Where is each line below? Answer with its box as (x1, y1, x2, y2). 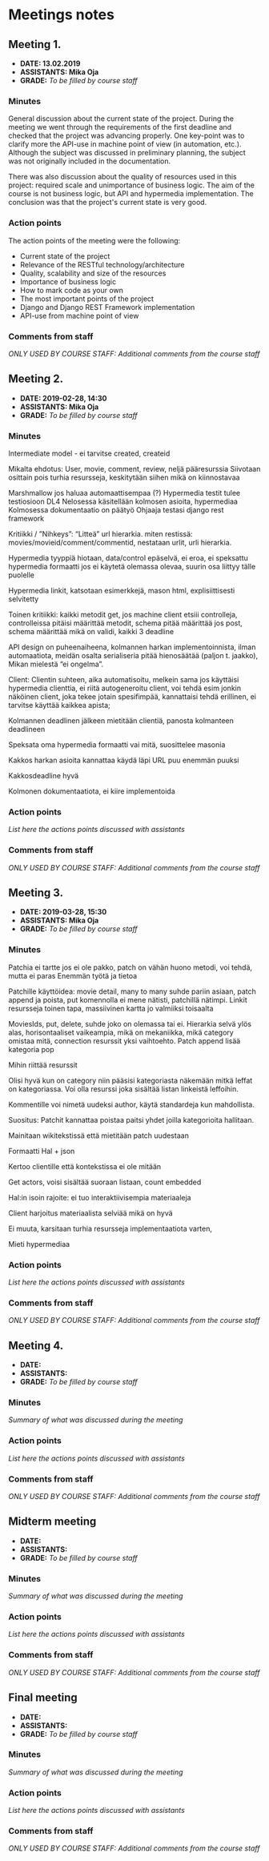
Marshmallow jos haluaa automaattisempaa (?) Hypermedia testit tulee (8, 488, 241, 497)
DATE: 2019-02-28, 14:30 (19, 393, 107, 403)
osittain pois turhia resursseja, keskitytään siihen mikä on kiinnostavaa (8, 472, 240, 482)
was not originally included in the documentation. (8, 156, 171, 166)
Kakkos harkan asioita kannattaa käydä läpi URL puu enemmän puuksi (8, 755, 239, 765)
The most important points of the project (19, 294, 155, 303)
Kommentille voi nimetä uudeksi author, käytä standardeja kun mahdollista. (8, 1099, 255, 1109)
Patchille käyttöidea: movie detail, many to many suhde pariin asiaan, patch (8, 987, 256, 996)
